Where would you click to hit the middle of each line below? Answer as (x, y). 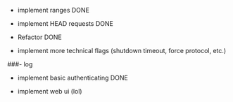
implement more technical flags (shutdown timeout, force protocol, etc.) (122, 51)
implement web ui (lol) (50, 91)
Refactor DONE (39, 37)
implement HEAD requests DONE (65, 23)
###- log (20, 64)
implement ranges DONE (53, 10)
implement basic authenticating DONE (73, 78)
